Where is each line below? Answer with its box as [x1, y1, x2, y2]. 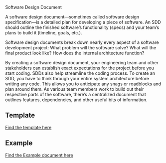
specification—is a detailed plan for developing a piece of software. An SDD [5, 19, 161, 25]
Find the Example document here [5, 152, 73, 158]
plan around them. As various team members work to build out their [5, 86, 144, 92]
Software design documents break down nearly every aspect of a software [5, 39, 159, 45]
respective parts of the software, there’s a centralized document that [5, 92, 146, 97]
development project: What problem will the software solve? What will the [5, 45, 157, 50]
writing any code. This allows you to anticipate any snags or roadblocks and [5, 81, 161, 87]
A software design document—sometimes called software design [5, 14, 140, 19]
